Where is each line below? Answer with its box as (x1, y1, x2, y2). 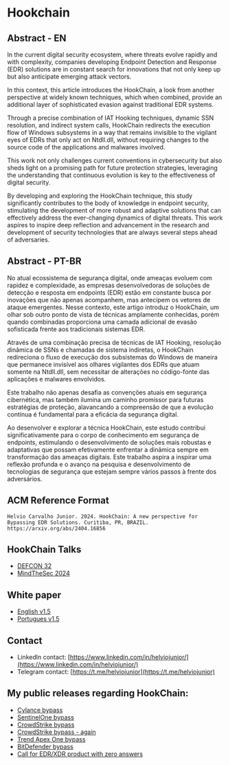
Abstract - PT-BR (7, 255, 82, 267)
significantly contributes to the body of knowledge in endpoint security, (7, 199, 209, 207)
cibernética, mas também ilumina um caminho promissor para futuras (7, 395, 204, 404)
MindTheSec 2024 (16, 569, 70, 578)
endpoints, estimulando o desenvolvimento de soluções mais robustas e (7, 438, 211, 446)
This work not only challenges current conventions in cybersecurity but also (7, 156, 222, 165)
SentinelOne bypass (16, 713, 74, 721)
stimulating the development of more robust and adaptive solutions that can (7, 207, 222, 214)
